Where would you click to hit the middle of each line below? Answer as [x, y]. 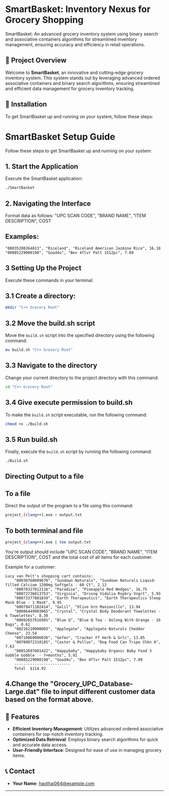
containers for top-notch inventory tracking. [58, 734]
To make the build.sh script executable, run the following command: [76, 415]
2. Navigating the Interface [48, 203]
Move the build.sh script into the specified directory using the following [80, 335]
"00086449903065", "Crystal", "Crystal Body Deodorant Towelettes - [88, 611]
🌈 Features [22, 717]
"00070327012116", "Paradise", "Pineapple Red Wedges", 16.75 [81, 589]
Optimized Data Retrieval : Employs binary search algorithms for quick [85, 740]
